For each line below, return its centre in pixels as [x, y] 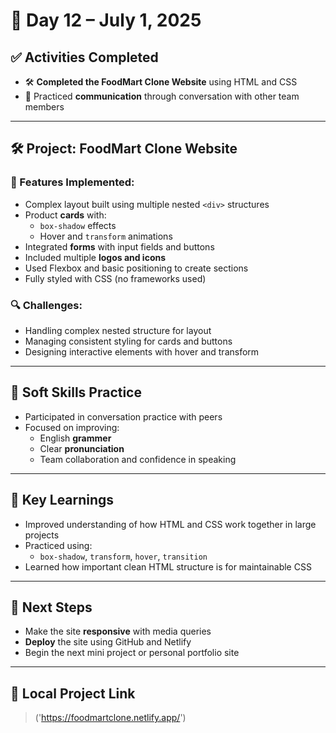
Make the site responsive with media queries [118, 631]
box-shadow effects [78, 225]
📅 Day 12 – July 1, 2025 [106, 20]
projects [42, 535]
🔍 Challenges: [46, 305]
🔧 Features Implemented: [72, 182]
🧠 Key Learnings [62, 500]
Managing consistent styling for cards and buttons [128, 341]
